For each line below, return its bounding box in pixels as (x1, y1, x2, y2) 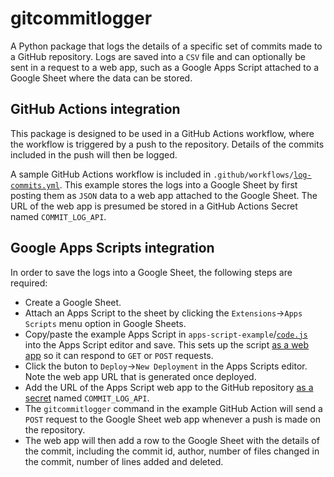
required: (10, 277, 48, 289)
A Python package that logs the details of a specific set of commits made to (10, 40, 323, 52)
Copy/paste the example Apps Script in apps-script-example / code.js (24, 328, 308, 340)
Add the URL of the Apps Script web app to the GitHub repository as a (24, 381, 314, 393)
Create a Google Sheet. (24, 296, 122, 308)
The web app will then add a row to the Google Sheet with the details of (24, 434, 320, 446)
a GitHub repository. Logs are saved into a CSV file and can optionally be (10, 50, 306, 62)
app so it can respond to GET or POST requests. (24, 349, 214, 361)
